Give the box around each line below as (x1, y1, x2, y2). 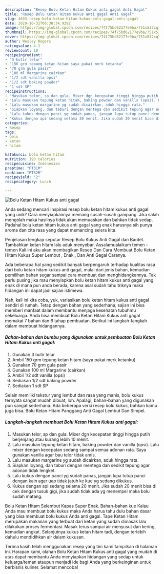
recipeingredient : (5, 52, 42, 58)
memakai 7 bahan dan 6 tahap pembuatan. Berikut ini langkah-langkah (5, 318, 147, 324)
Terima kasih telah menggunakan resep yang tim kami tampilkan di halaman (5, 543, 158, 549)
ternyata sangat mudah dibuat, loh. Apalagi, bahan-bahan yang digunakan (5, 397, 155, 403)
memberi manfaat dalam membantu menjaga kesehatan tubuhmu (5, 307, 136, 313)
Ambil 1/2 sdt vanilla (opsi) (12, 372, 65, 378)
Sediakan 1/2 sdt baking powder (12, 377, 77, 383)
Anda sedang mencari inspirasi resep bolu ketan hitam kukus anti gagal (5, 206, 149, 212)
